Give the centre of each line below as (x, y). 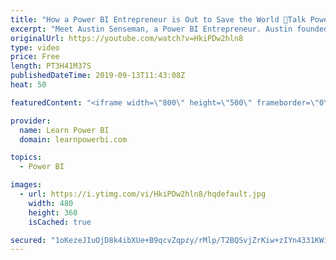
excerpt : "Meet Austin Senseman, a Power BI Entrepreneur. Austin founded (169, 29)
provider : (31, 121)
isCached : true (60, 222)
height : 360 (53, 212)
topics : (26, 157)
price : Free (35, 57)
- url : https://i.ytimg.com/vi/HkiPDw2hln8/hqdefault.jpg (143, 194)
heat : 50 (28, 85)
